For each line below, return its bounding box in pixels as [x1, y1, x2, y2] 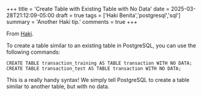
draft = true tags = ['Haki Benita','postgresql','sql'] [56, 12, 181, 19]
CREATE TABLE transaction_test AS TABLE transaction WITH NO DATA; [6, 65, 182, 72]
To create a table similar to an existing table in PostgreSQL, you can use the [6, 42, 197, 49]
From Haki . [6, 30, 34, 37]
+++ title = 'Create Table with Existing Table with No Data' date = [6, 6, 170, 12]
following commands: [6, 48, 60, 56]
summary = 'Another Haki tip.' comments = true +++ [6, 18, 138, 25]
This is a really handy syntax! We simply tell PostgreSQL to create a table [6, 76, 190, 83]
